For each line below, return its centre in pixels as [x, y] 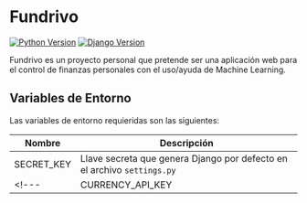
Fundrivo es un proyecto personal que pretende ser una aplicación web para [153, 59]
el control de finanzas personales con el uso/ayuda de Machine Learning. [148, 69]
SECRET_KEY [42, 164]
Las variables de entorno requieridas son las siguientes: [115, 120]
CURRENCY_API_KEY [126, 185]
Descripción [186, 143]
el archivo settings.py [128, 169]
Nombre [42, 143]
